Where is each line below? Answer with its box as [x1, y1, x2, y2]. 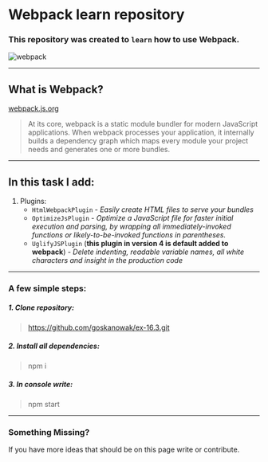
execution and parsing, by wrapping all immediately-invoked [31, 221, 231, 232]
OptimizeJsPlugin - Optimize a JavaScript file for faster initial [31, 213, 234, 223]
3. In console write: [8, 379, 73, 389]
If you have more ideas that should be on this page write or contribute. [8, 444, 240, 455]
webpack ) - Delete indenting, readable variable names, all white [31, 247, 245, 256]
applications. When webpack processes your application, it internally [27, 127, 254, 137]
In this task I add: [8, 175, 95, 189]
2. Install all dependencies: [8, 341, 100, 350]
